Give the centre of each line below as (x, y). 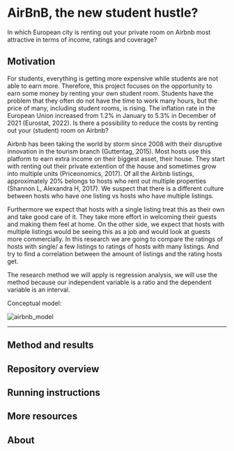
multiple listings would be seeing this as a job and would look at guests (109, 231)
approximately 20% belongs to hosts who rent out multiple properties (107, 181)
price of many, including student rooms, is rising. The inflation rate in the (111, 108)
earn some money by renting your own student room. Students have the (110, 93)
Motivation (31, 62)
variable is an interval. (39, 289)
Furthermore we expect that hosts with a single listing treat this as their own (116, 209)
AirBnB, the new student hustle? (103, 13)
